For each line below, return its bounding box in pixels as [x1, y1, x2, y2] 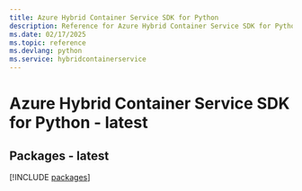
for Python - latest [9, 113, 148, 133]
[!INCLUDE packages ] [9, 172, 91, 182]
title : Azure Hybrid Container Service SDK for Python [9, 13, 219, 22]
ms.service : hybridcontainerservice [9, 55, 147, 64]
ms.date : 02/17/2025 [9, 30, 87, 39]
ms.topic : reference [9, 38, 87, 48]
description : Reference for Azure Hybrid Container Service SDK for [9, 22, 271, 30]
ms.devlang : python [9, 47, 83, 56]
